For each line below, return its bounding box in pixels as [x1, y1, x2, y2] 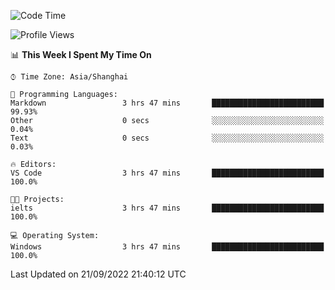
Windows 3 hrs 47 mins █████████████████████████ [10, 242, 325, 252]
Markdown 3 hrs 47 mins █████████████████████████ [10, 98, 325, 108]
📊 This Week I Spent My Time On [10, 49, 152, 60]
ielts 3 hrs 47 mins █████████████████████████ [10, 203, 325, 213]
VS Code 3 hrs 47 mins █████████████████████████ [10, 168, 325, 178]
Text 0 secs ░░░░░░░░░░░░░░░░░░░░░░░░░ [10, 133, 325, 143]
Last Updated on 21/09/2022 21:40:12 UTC [10, 268, 187, 280]
